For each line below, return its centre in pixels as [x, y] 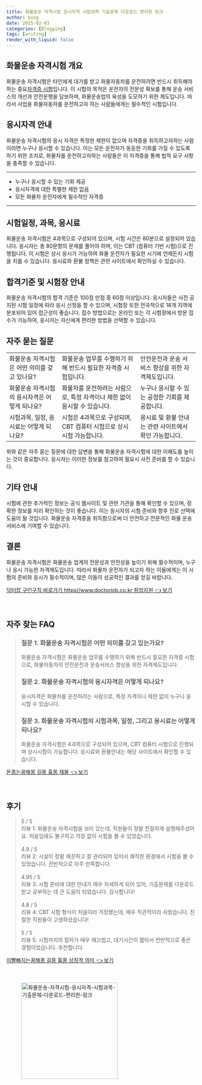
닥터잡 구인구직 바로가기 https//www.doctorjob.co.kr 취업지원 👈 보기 [89, 590]
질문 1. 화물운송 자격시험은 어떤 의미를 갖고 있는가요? [92, 643]
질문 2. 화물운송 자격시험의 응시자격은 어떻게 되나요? [92, 682]
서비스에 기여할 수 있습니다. [38, 525]
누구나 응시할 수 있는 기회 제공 [50, 181]
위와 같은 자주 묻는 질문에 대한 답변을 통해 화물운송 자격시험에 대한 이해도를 [94, 452]
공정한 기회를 [165, 397]
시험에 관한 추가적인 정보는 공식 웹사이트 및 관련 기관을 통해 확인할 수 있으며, [96, 503]
